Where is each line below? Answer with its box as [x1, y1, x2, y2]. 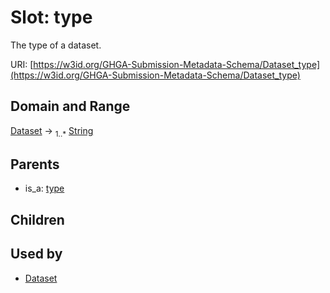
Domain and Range [10, 98, 131, 115]
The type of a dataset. [10, 39, 102, 51]
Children [10, 211, 65, 228]
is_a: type [24, 182, 65, 195]
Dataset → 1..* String [10, 124, 94, 139]
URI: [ [10, 58, 34, 70]
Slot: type [10, 6, 93, 29]
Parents [10, 156, 60, 173]
